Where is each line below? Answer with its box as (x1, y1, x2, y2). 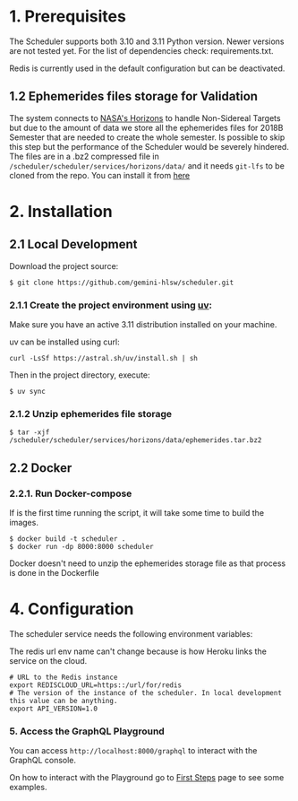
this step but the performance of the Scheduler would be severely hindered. (9, 141, 289, 152)
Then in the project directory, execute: (9, 370, 150, 380)
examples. (9, 782, 47, 793)
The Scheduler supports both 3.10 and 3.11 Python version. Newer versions (9, 36, 285, 47)
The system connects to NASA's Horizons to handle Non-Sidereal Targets (9, 112, 281, 123)
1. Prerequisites (9, 6, 127, 27)
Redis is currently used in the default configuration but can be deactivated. (9, 63, 285, 74)
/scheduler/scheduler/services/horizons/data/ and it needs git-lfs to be (9, 160, 285, 171)
